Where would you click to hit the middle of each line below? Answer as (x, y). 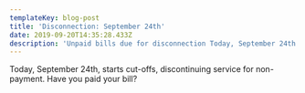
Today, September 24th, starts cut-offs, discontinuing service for (131, 69)
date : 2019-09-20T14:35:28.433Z (71, 35)
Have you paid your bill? (92, 79)
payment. (27, 79)
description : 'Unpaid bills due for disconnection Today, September (142, 43)
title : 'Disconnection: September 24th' (88, 26)
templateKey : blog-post (55, 18)
